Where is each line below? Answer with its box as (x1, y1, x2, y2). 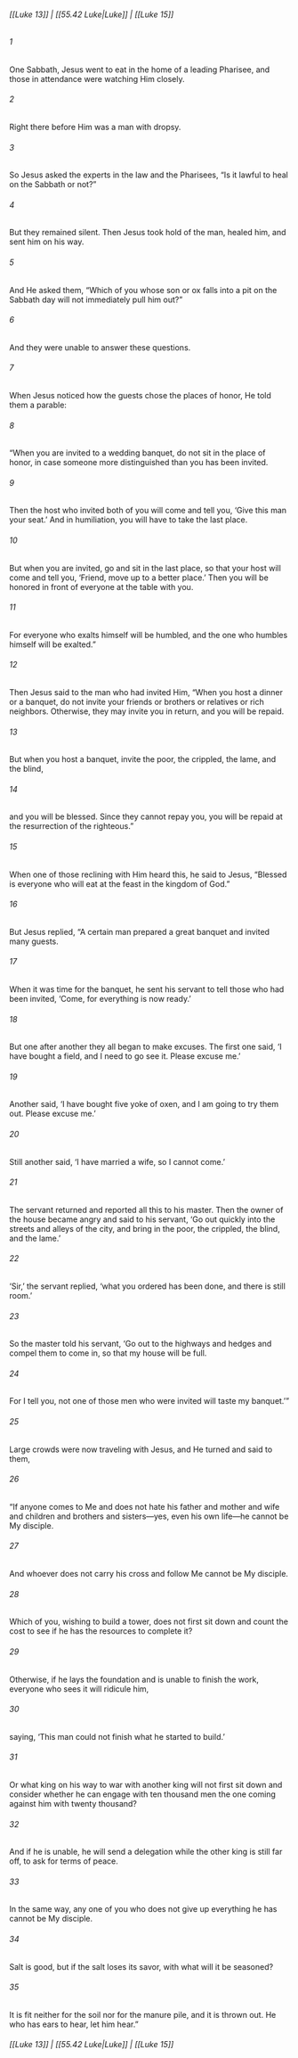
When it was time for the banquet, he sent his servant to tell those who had (9, 984, 285, 995)
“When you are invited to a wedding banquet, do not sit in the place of (9, 447, 266, 458)
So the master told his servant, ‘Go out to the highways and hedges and (9, 1339, 272, 1349)
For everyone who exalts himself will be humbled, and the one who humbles (9, 629, 288, 640)
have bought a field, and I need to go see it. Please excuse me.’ (9, 1051, 241, 1062)
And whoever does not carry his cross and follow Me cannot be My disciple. (9, 1569, 289, 1579)
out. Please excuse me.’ (9, 1108, 96, 1119)
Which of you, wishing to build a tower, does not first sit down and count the (9, 1616, 289, 1628)
